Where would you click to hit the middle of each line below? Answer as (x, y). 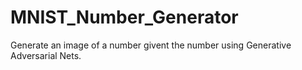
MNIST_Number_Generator (124, 17)
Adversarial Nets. (46, 55)
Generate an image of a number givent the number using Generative (151, 45)
